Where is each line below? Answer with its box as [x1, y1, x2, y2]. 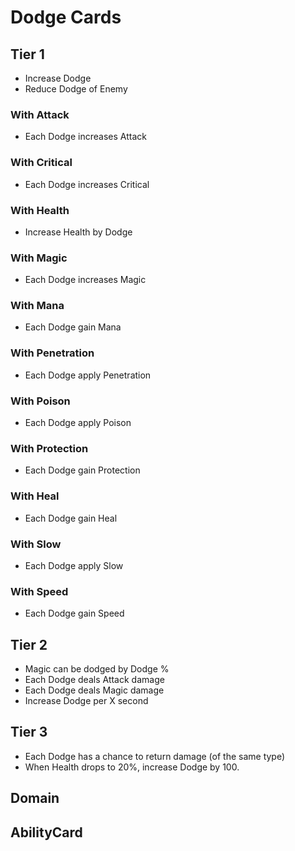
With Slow [10, 537, 62, 551]
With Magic [10, 251, 68, 265]
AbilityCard [10, 824, 83, 841]
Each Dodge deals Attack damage [24, 674, 165, 686]
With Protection [10, 442, 89, 455]
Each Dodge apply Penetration [24, 369, 152, 381]
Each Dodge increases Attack [24, 131, 147, 143]
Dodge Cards [10, 6, 122, 29]
